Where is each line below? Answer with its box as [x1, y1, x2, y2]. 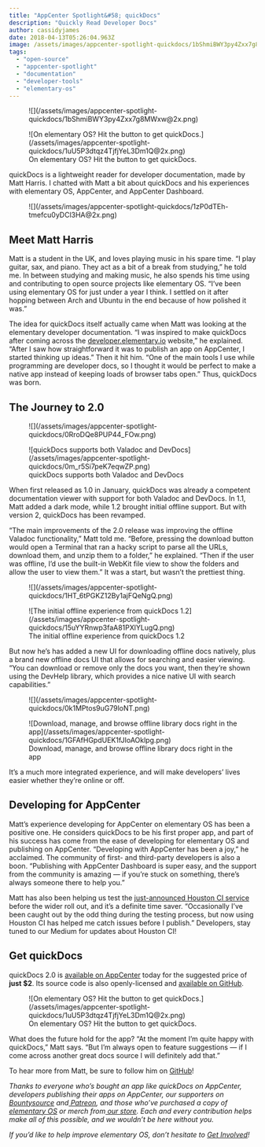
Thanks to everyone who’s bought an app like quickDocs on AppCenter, [9, 1081, 242, 1090]
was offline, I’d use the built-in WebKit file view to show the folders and [9, 559, 239, 568]
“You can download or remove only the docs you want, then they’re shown [9, 664, 251, 672]
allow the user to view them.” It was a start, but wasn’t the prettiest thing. [9, 568, 245, 576]
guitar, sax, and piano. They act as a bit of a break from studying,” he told [9, 263, 247, 272]
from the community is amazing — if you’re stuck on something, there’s [9, 869, 240, 879]
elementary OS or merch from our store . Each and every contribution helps [9, 1106, 252, 1116]
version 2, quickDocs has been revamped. [9, 510, 146, 520]
